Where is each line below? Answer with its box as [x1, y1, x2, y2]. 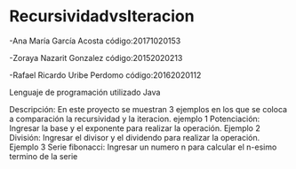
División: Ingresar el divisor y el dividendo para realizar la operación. [9, 132, 260, 142]
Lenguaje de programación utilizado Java [9, 87, 161, 97]
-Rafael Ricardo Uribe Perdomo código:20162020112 [9, 69, 202, 81]
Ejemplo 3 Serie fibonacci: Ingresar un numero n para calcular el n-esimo [9, 142, 277, 152]
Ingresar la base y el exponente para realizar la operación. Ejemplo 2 [9, 122, 260, 134]
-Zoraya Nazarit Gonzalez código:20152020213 [9, 52, 183, 63]
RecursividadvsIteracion [9, 6, 195, 27]
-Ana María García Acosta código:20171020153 [9, 35, 181, 46]
